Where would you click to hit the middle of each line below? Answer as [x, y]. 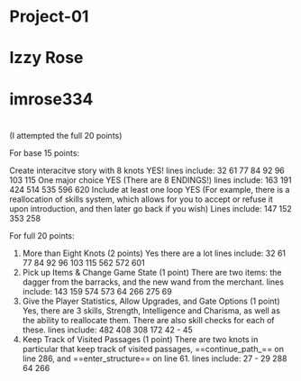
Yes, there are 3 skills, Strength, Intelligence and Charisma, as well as [151, 310]
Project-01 [49, 17]
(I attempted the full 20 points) [66, 135]
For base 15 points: [44, 153]
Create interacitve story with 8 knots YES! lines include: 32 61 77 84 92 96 [147, 170]
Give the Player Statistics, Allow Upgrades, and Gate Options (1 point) [151, 301]
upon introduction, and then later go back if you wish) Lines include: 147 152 [151, 208]
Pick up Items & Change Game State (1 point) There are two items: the [152, 272]
